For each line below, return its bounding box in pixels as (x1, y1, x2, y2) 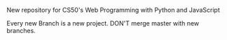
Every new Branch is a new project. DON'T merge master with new (6, 19, 200, 27)
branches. (6, 27, 36, 34)
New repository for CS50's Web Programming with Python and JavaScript (6, 6, 220, 14)
